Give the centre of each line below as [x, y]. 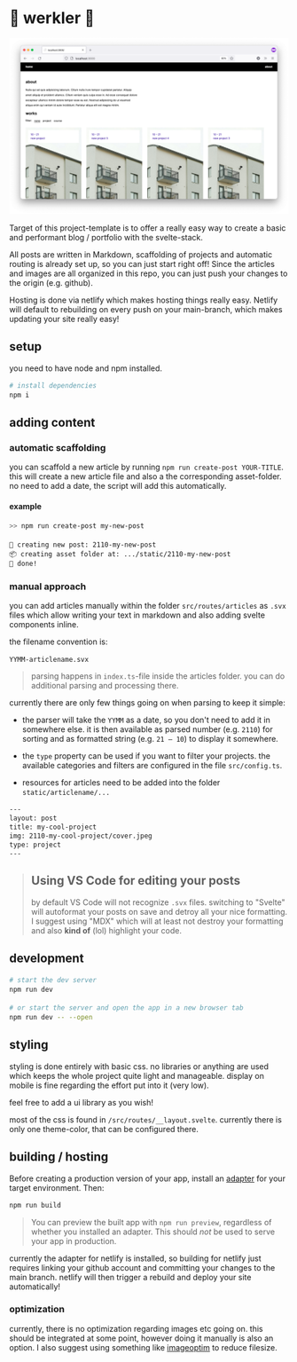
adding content [52, 422]
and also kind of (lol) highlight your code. [106, 930]
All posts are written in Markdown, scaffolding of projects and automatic [141, 254]
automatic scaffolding [58, 447]
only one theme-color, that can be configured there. [104, 1129]
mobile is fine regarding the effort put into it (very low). [109, 1085]
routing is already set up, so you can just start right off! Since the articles [142, 264]
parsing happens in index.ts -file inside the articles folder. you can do [158, 676]
